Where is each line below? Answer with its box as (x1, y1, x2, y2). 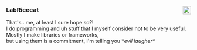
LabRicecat (6, 6, 39, 14)
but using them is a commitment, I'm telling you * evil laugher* (6, 38, 155, 45)
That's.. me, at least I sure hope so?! (6, 19, 94, 26)
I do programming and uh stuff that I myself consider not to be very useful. (6, 25, 186, 32)
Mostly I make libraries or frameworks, (6, 31, 99, 38)
